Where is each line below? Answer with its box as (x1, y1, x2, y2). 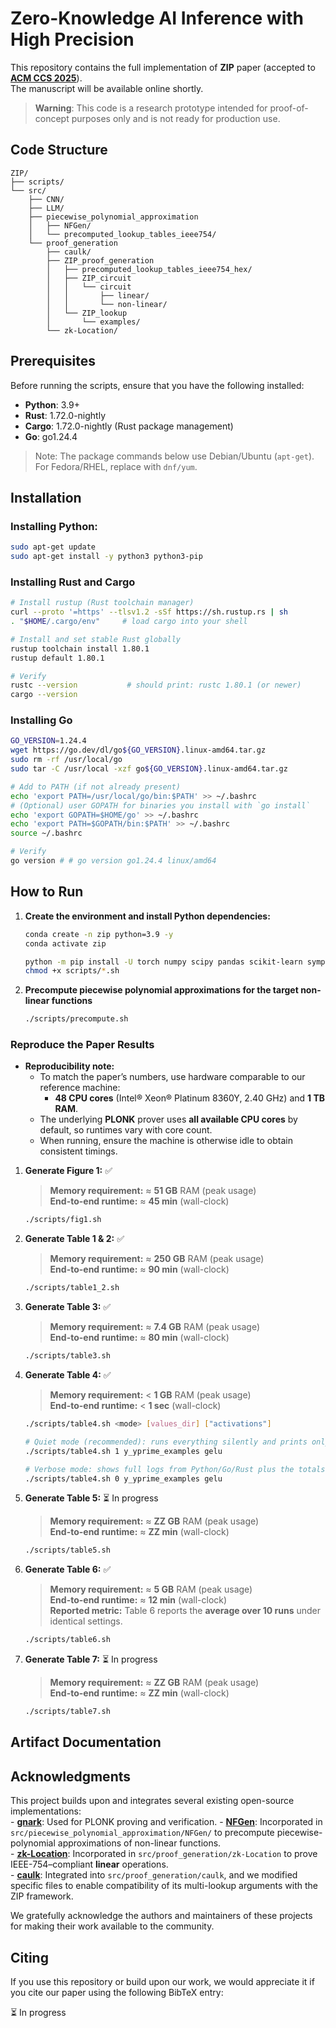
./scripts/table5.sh (24, 1545, 111, 1556)
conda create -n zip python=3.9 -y (24, 929, 174, 939)
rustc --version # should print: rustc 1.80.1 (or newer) (10, 680, 302, 691)
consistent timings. (39, 1145, 118, 1157)
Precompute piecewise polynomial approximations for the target (24, 984, 299, 996)
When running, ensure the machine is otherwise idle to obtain (39, 1135, 293, 1147)
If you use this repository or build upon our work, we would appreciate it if (10, 1976, 315, 1988)
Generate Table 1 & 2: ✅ (24, 1233, 125, 1245)
